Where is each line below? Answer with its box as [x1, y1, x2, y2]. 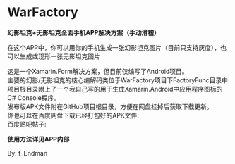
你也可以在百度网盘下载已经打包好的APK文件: [7, 111, 140, 120]
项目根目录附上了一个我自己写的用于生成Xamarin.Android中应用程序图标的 [7, 84, 223, 93]
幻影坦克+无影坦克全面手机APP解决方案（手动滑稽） [7, 28, 161, 37]
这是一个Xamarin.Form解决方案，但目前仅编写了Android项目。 [7, 67, 188, 75]
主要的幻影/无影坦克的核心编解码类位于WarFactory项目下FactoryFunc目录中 [7, 75, 228, 84]
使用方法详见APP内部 [7, 134, 70, 143]
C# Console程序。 [7, 93, 61, 102]
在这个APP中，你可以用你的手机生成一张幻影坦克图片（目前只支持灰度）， [7, 43, 221, 51]
